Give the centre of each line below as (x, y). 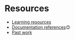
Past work (22, 32)
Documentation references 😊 (41, 27)
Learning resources (31, 22)
